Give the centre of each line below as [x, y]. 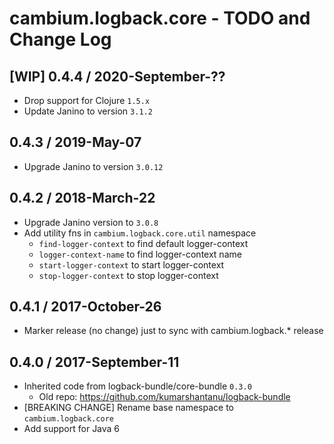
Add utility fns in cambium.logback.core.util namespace [140, 233]
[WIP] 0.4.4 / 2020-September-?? [117, 76]
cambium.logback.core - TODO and [160, 18]
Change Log [60, 39]
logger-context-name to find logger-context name [140, 254]
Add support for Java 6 [72, 429]
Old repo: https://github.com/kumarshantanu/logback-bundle [164, 397]
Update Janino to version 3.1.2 [88, 111]
